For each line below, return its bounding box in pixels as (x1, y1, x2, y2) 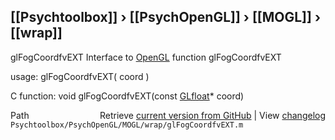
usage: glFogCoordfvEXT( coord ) (10, 70, 150, 82)
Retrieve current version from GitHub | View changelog (99, 109, 326, 121)
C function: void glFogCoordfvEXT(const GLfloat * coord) (10, 90, 245, 102)
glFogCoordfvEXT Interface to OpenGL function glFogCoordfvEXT (10, 51, 282, 63)
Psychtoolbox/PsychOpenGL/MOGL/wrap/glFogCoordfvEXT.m (10, 120, 244, 130)
